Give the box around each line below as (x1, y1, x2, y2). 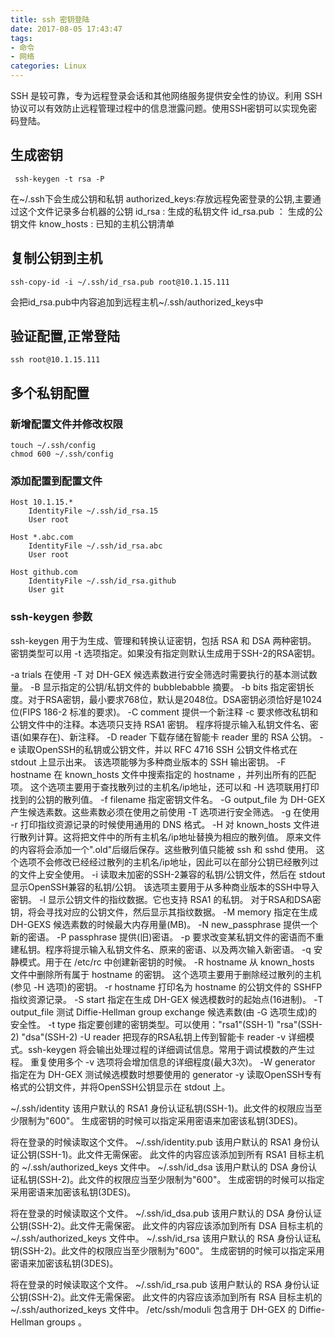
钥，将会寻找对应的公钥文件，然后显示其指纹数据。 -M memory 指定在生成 (10, 906, 318, 918)
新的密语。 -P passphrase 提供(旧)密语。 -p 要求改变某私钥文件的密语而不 (10, 931, 316, 943)
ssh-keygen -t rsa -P (14, 174, 105, 184)
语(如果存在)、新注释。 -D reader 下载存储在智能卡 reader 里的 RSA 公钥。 (10, 731, 318, 743)
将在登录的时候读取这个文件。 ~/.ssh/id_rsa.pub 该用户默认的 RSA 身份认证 (10, 1278, 320, 1290)
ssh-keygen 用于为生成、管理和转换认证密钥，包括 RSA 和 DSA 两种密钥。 (10, 634, 317, 646)
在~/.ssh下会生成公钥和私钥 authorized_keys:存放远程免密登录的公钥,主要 (10, 192, 313, 205)
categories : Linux (10, 61, 87, 71)
